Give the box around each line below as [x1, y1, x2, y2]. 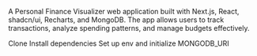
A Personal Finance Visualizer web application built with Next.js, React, [8, 7, 240, 16]
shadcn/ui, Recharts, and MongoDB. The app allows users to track [8, 15, 225, 24]
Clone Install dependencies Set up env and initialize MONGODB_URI [8, 39, 229, 48]
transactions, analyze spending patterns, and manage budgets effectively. [8, 24, 250, 32]
